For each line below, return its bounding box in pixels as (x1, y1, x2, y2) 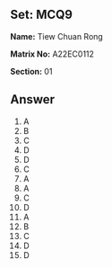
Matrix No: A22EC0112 (10, 49, 95, 59)
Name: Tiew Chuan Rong (10, 31, 104, 41)
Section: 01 (10, 66, 53, 76)
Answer (10, 92, 56, 107)
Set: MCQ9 (10, 7, 73, 22)
